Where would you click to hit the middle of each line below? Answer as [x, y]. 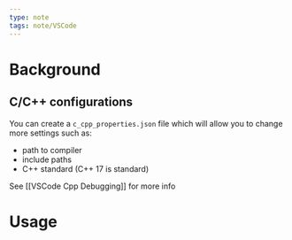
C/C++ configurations [71, 102]
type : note [29, 17]
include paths [47, 159]
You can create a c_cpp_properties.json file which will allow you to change [146, 123]
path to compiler [52, 150]
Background [55, 70]
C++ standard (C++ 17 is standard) [85, 168]
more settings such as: [51, 133]
